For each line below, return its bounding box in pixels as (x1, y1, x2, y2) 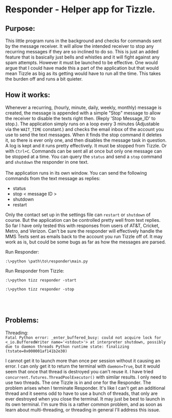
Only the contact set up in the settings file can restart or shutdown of (5, 212, 151, 218)
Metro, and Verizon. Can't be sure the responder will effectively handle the (5, 227, 163, 234)
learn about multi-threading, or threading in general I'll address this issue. (5, 407, 160, 413)
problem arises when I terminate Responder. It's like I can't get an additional (5, 385, 165, 391)
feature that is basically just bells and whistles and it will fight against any (5, 54, 160, 60)
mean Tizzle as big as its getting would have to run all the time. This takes (5, 70, 161, 77)
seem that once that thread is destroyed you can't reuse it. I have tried (5, 368, 154, 374)
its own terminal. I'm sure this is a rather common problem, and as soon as (5, 401, 162, 407)
